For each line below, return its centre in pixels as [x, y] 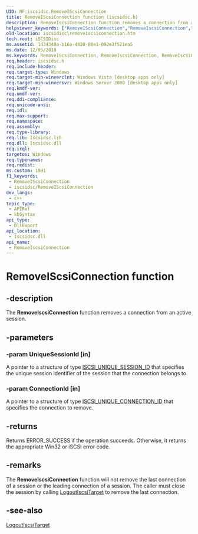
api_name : [18, 242]
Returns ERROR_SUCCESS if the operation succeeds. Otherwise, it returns [96, 441]
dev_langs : [19, 192]
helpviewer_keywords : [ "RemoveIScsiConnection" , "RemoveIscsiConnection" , [99, 28]
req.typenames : [25, 160]
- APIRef [19, 209]
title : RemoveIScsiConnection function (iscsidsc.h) [72, 17]
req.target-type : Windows [38, 72]
